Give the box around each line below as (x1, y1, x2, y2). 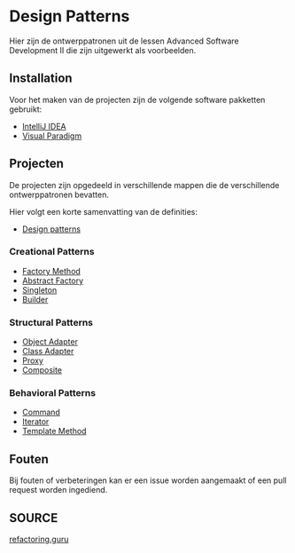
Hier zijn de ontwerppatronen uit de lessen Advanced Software (9, 36, 239, 46)
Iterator (21, 416, 50, 427)
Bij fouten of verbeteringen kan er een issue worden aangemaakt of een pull (9, 475, 287, 486)
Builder (21, 294, 49, 304)
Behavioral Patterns (9, 387, 96, 399)
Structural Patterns (9, 316, 94, 328)
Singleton (21, 284, 58, 295)
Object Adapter (21, 336, 78, 347)
